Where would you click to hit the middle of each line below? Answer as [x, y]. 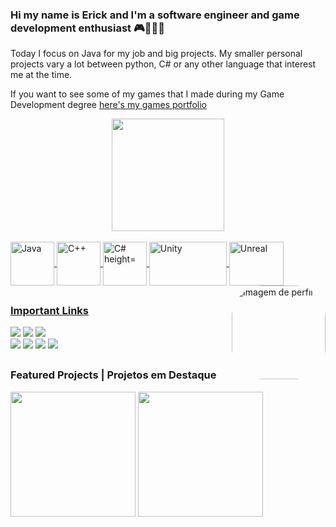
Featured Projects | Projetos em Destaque [113, 375]
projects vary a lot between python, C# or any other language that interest [163, 64]
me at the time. [41, 75]
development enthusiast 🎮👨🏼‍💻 [88, 28]
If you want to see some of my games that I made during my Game [147, 94]
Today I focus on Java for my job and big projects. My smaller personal [156, 54]
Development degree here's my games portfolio [109, 105]
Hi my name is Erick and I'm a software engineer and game [155, 15]
